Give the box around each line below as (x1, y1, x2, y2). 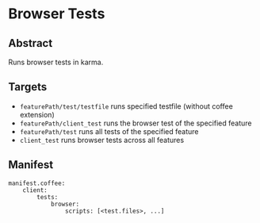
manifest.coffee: (8, 179, 66, 187)
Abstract (8, 37, 53, 50)
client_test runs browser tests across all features (19, 135, 185, 144)
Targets (8, 80, 48, 94)
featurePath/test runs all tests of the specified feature (19, 126, 199, 136)
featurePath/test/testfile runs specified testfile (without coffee (19, 101, 234, 111)
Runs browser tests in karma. (8, 57, 104, 67)
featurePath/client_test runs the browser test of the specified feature (19, 118, 252, 128)
